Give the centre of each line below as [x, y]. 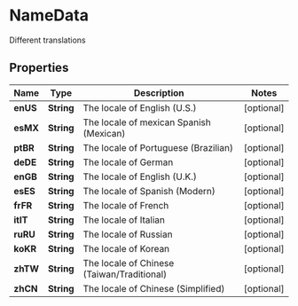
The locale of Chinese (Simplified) [154, 288]
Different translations [47, 40]
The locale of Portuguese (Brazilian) [158, 147]
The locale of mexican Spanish [147, 122]
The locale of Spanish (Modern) [149, 191]
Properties [39, 68]
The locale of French [126, 205]
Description [159, 92]
